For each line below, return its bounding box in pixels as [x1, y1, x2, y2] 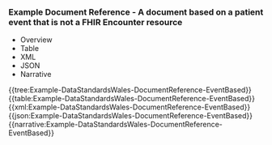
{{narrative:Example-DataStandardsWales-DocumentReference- [8, 120, 223, 130]
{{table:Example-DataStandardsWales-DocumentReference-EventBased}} [8, 94, 256, 104]
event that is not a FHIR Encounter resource [8, 16, 183, 28]
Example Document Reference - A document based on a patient [8, 6, 264, 18]
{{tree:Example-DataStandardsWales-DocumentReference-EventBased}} [8, 85, 253, 95]
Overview [19, 35, 53, 45]
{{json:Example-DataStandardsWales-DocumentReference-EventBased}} [8, 111, 253, 121]
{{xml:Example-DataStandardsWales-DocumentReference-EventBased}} [8, 102, 251, 112]
